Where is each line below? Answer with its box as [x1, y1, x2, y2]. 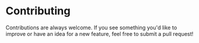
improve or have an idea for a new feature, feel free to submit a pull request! [5, 30, 194, 37]
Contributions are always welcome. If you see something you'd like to [5, 24, 177, 31]
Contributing [5, 4, 71, 18]
